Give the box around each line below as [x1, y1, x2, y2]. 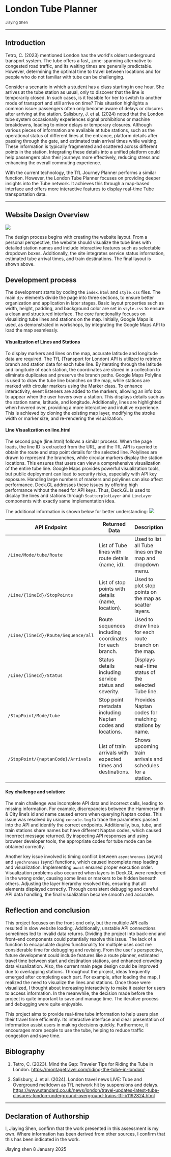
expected [99, 756, 122, 763]
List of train [99, 743, 126, 750]
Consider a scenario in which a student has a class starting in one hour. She [5, 84, 164, 90]
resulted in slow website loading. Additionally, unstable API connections [5, 925, 156, 931]
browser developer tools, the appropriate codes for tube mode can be [5, 838, 152, 844]
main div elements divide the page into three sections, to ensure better [5, 294, 154, 301]
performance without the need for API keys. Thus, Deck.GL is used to [5, 487, 151, 493]
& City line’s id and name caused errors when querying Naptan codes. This [5, 811, 162, 817]
